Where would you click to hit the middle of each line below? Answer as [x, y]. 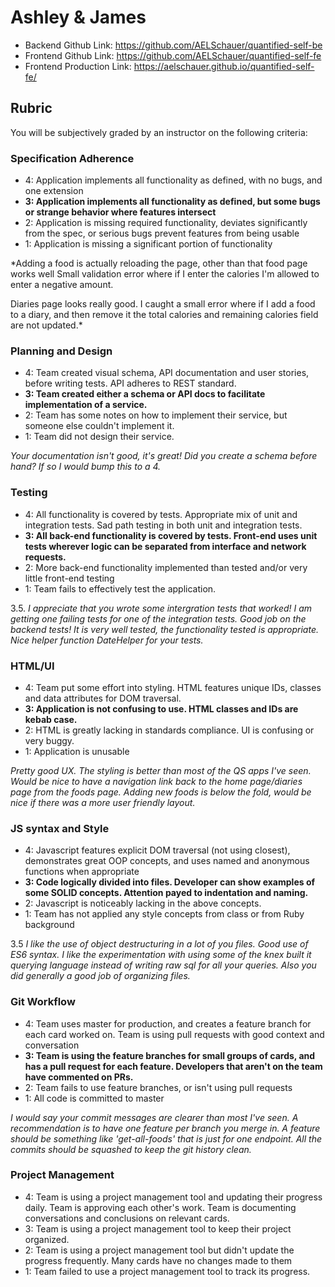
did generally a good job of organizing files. [100, 976]
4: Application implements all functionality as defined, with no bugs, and [173, 180]
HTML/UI [32, 666]
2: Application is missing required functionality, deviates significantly [166, 223]
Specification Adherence [72, 158]
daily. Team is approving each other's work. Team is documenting [160, 1207]
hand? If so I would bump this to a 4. [86, 467]
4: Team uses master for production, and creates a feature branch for [168, 1023]
